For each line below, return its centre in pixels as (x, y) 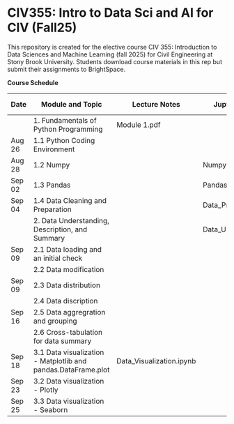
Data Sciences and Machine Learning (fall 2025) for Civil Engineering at (110, 54)
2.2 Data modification (69, 269)
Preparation (53, 209)
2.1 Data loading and (68, 249)
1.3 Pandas (52, 185)
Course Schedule (33, 82)
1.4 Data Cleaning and (70, 200)
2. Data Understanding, (72, 220)
